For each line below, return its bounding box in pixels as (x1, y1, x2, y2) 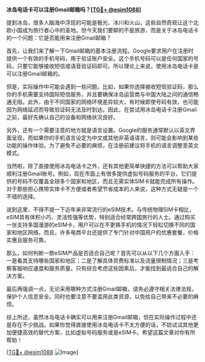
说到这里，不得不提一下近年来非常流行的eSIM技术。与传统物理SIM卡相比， (6, 206, 195, 213)
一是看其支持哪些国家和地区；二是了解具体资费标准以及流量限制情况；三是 (6, 257, 193, 264)
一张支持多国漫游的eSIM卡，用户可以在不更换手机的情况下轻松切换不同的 (6, 221, 190, 228)
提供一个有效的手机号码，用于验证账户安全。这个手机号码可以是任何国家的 (6, 55, 193, 62)
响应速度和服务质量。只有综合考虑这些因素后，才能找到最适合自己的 (22, 265, 193, 272)
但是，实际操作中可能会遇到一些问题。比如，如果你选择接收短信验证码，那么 (6, 83, 199, 90)
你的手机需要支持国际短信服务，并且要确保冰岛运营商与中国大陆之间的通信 (6, 91, 193, 98)
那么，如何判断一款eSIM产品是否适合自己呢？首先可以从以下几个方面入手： (6, 250, 196, 256)
